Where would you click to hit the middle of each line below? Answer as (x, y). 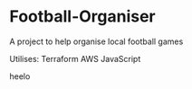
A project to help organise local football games (96, 41)
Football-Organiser (82, 17)
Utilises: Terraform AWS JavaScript (75, 58)
